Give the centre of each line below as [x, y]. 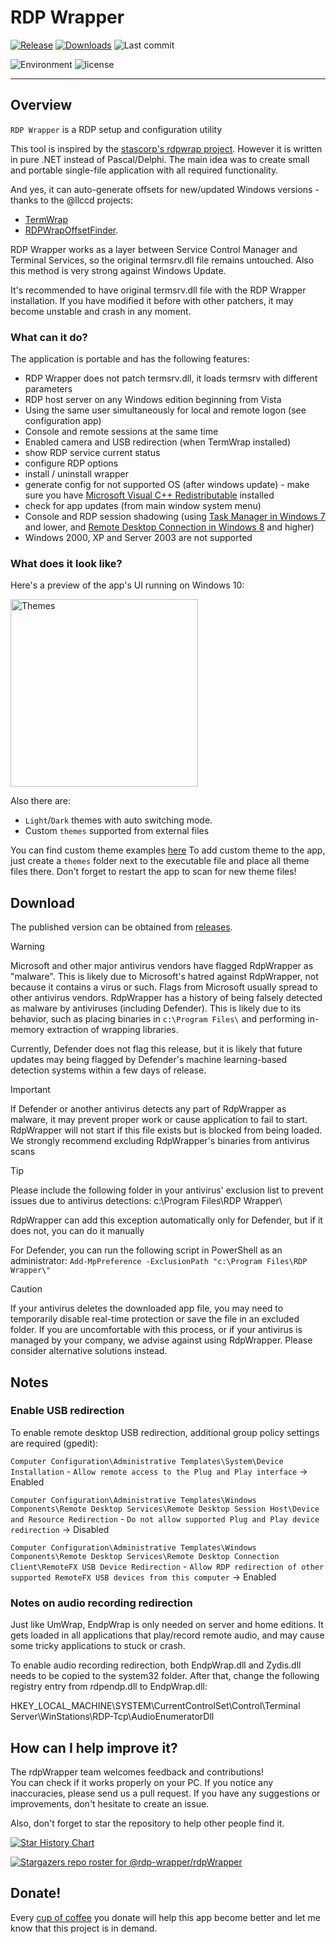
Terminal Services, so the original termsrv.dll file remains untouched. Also [162, 260]
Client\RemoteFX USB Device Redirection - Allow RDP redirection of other [167, 1566]
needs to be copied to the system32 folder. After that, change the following [165, 1676]
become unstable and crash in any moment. [101, 311]
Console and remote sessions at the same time [121, 432]
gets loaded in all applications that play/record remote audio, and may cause [167, 1635]
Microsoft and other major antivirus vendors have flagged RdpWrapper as [162, 966]
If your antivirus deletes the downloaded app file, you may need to [147, 1308]
